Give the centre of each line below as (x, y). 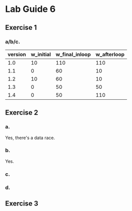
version (17, 54)
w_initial (41, 54)
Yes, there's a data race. (30, 138)
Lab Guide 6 (30, 9)
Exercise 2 (22, 113)
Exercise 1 (21, 28)
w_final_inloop (73, 54)
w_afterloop (110, 54)
